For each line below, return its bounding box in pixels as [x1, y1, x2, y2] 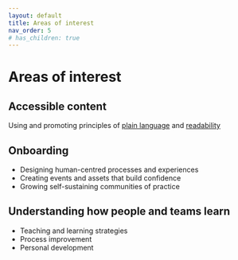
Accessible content [8, 99, 107, 113]
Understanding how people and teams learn [8, 204, 231, 219]
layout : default [8, 11, 62, 20]
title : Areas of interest [8, 19, 94, 27]
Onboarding [8, 144, 69, 157]
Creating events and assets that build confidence [19, 173, 181, 183]
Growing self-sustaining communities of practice [19, 182, 181, 192]
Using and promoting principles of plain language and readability [8, 121, 221, 130]
